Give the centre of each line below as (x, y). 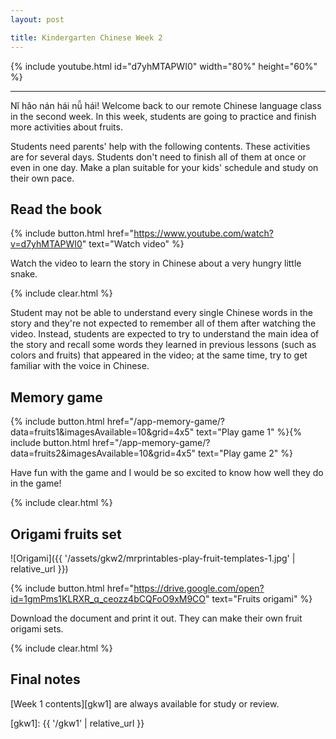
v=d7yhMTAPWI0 (46, 244)
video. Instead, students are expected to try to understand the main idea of (165, 334)
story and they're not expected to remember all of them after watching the (163, 323)
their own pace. (42, 178)
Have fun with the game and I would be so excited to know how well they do (167, 473)
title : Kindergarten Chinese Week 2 (86, 37)
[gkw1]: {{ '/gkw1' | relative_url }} (77, 723)
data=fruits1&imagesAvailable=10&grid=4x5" (102, 432)
